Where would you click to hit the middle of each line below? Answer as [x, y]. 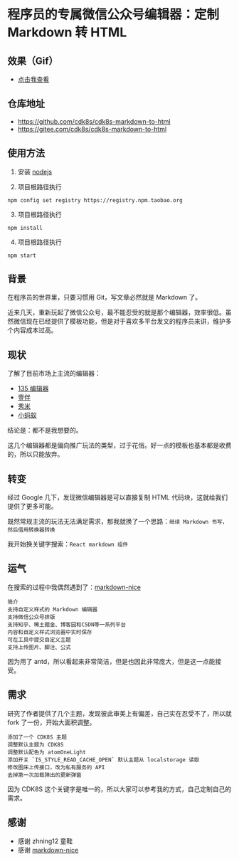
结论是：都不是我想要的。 [45, 431]
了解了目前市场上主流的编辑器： [54, 374]
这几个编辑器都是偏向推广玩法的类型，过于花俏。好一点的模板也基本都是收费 [119, 445]
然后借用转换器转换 [31, 530]
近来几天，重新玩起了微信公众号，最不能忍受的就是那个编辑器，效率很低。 [116, 312]
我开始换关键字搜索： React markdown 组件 [68, 544]
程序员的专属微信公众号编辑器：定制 [113, 15]
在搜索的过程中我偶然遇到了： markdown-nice [74, 587]
